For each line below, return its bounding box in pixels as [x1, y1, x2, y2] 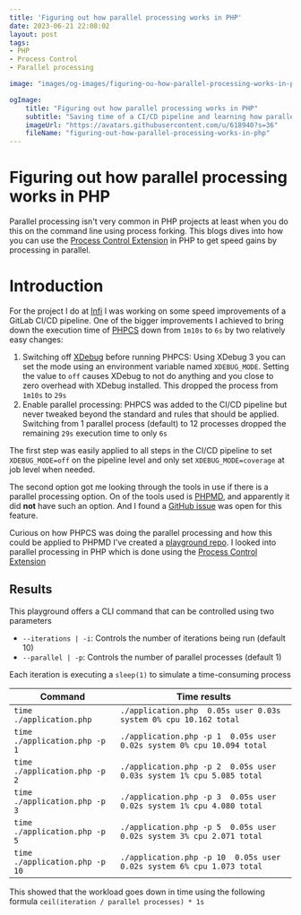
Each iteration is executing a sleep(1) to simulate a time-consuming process [9, 669, 291, 679]
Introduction [9, 276, 104, 297]
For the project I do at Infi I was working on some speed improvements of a [9, 306, 287, 316]
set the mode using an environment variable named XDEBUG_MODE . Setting [21, 361, 289, 372]
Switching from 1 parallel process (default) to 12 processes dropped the [21, 419, 287, 428]
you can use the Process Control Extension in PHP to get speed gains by [9, 235, 278, 246]
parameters [9, 615, 52, 626]
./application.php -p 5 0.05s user [120, 822, 277, 832]
